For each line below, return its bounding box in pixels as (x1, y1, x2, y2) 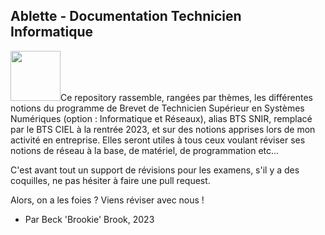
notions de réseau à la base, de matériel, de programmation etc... (10, 144, 280, 156)
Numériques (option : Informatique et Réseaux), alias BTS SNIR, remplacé (10, 112, 313, 124)
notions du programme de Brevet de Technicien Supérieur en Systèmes (10, 102, 305, 114)
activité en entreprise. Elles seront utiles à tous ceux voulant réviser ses (10, 134, 306, 146)
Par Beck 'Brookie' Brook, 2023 (24, 213, 155, 225)
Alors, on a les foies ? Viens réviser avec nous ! (10, 194, 205, 206)
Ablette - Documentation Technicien (10, 8, 242, 25)
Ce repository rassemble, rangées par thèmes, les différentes (60, 91, 313, 103)
